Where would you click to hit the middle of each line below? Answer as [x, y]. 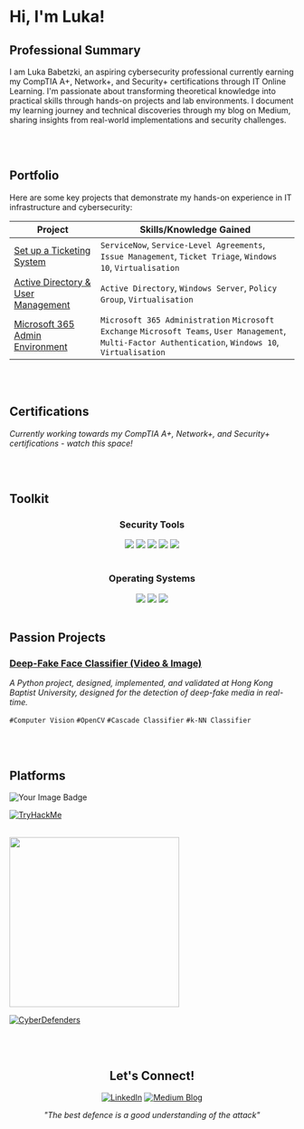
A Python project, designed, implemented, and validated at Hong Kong [141, 683]
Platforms [38, 775]
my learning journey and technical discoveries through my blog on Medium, [150, 110]
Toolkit [29, 499]
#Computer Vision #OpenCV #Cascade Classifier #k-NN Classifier [130, 721]
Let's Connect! [152, 1076]
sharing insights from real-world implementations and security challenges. [148, 120]
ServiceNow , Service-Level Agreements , [183, 245]
